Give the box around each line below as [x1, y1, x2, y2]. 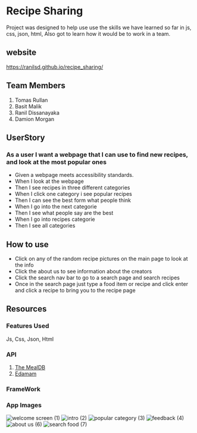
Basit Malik [14, 102, 42, 110]
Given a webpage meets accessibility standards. [14, 172, 134, 179]
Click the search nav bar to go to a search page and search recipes [14, 274, 180, 281]
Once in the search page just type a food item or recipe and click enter [14, 281, 189, 288]
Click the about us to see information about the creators [14, 268, 152, 275]
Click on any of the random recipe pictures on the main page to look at [14, 255, 188, 263]
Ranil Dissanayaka [14, 109, 60, 116]
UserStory [6, 132, 45, 142]
